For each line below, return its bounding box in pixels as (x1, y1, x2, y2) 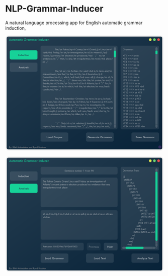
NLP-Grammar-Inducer (5, 3, 104, 15)
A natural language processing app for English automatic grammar (5, 20, 143, 26)
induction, (5, 25, 26, 31)
